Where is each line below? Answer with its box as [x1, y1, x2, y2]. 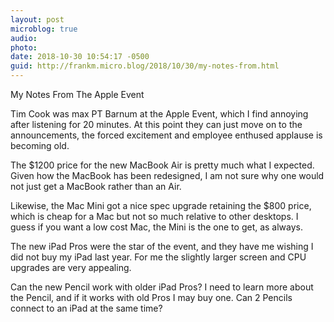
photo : [10, 42, 38, 53]
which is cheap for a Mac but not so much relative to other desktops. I [10, 211, 299, 222]
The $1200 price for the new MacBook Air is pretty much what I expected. [10, 159, 315, 171]
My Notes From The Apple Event [10, 89, 145, 100]
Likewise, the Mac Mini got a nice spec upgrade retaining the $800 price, [10, 200, 312, 211]
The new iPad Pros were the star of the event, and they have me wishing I [10, 241, 314, 252]
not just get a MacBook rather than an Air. [10, 181, 182, 192]
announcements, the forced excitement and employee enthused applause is [10, 129, 323, 141]
